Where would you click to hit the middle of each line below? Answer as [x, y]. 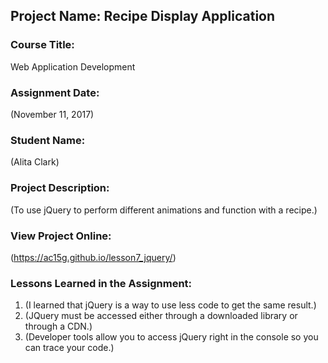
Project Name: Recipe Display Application [143, 16]
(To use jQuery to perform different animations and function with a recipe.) [164, 210]
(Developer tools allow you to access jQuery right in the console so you [171, 337]
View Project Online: [61, 236]
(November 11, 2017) [52, 114]
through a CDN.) [58, 326]
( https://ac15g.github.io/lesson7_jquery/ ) [93, 257]
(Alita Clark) [35, 162]
